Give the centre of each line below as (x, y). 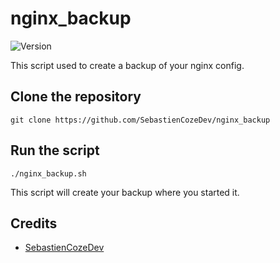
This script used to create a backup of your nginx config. (127, 65)
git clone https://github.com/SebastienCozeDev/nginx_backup (140, 120)
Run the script (55, 150)
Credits (34, 223)
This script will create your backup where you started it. (125, 192)
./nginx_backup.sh (48, 173)
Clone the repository (76, 97)
